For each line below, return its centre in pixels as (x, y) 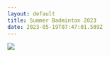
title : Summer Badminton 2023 (52, 20)
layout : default (31, 14)
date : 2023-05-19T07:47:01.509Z (55, 27)
